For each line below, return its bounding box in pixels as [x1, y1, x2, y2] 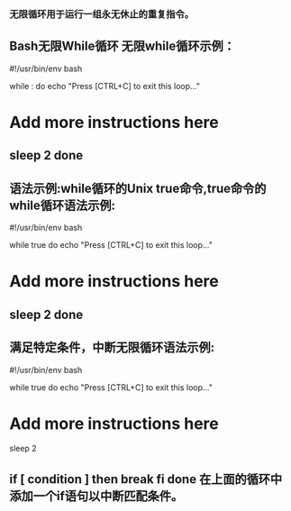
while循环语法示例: [9, 197, 115, 213]
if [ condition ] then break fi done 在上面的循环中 [9, 471, 282, 487]
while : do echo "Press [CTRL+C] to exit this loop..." [9, 80, 201, 91]
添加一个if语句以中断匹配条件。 [9, 488, 184, 504]
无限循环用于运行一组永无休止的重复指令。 [9, 7, 195, 20]
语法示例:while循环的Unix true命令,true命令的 [9, 180, 267, 196]
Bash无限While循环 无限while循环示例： [9, 39, 236, 54]
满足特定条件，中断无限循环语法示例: [9, 340, 215, 355]
